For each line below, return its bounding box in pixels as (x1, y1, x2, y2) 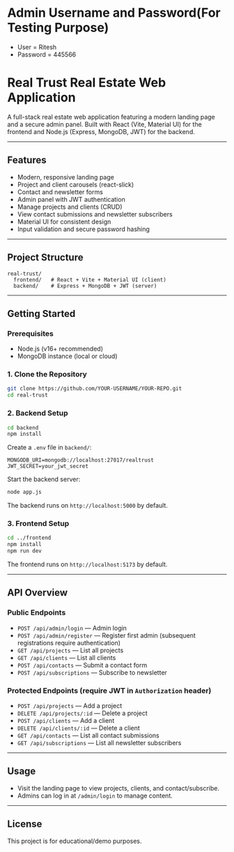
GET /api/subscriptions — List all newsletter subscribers (17, 739, 182, 747)
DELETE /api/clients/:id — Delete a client (17, 724, 141, 733)
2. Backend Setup (7, 409, 68, 418)
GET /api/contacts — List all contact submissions (17, 731, 159, 740)
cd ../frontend (7, 534, 52, 542)
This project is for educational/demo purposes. (7, 837, 142, 845)
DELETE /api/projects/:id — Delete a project (17, 709, 148, 717)
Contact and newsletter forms (17, 187, 103, 196)
